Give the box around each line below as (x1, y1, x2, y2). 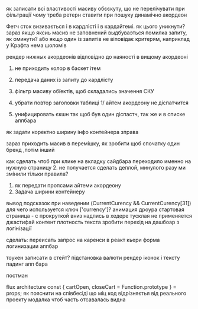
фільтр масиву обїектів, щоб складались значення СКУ (14, 88, 155, 94)
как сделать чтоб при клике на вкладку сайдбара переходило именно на (6, 158, 191, 165)
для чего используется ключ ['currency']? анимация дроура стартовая (6, 206, 185, 213)
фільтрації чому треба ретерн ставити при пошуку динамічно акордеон (6, 11, 187, 18)
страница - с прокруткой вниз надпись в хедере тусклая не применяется (6, 212, 192, 219)
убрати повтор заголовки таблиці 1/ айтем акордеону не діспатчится (14, 99, 189, 106)
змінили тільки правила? (6, 170, 69, 177)
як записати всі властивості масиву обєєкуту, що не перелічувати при (6, 5, 185, 12)
